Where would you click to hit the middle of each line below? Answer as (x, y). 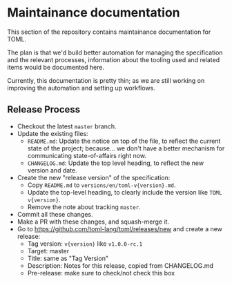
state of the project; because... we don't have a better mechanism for (126, 148)
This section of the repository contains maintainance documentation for (109, 32)
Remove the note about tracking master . (84, 207)
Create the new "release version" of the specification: (94, 177)
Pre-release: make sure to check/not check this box (101, 273)
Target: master (48, 251)
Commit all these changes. (55, 214)
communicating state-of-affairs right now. (87, 155)
